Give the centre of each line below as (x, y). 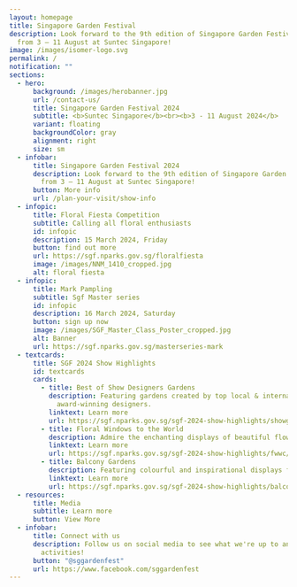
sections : (27, 75)
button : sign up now (70, 322)
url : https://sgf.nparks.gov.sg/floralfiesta (118, 256)
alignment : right (65, 141)
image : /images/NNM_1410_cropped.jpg (102, 265)
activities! (63, 552)
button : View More (66, 520)
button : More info (66, 190)
